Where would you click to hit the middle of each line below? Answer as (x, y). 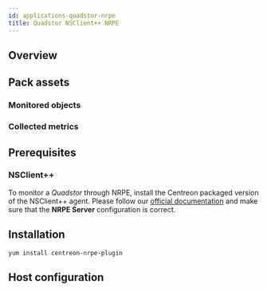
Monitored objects (45, 105)
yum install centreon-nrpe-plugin (66, 253)
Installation (37, 235)
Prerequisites (42, 152)
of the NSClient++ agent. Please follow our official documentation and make (133, 201)
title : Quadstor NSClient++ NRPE (64, 23)
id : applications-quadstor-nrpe (62, 16)
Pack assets (39, 83)
